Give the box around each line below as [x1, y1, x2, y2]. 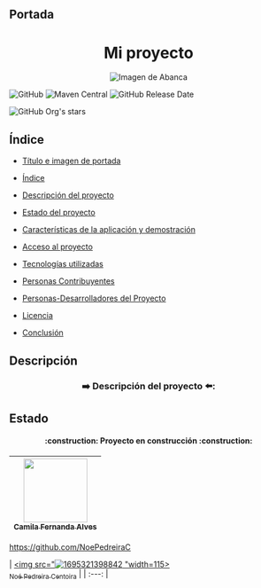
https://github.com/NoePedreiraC [9, 542, 131, 553]
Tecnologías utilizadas [21, 259, 104, 270]
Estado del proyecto [21, 208, 96, 218]
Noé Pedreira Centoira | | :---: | [9, 568, 109, 581]
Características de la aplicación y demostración [21, 224, 196, 235]
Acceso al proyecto [21, 241, 93, 252]
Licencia [21, 310, 53, 321]
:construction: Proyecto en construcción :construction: [44, 435, 253, 446]
